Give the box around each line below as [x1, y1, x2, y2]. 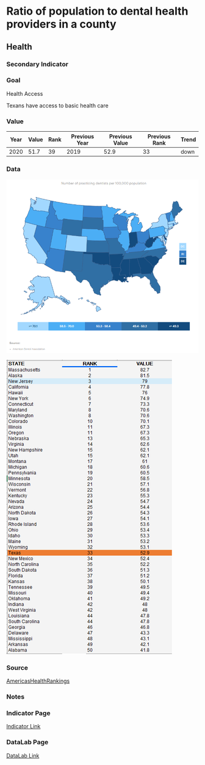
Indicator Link [6, 723, 41, 730]
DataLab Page [6, 738, 49, 747]
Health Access [6, 90, 43, 97]
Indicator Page [6, 709, 51, 717]
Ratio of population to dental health [6, 4, 189, 18]
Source [6, 663, 29, 672]
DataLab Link [6, 752, 40, 759]
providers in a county [6, 17, 117, 31]
